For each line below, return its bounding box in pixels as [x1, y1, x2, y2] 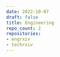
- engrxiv [6, 36, 31, 42]
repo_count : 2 [6, 25, 42, 31]
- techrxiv [6, 42, 33, 48]
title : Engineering [6, 20, 55, 26]
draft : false [6, 14, 39, 20]
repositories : [6, 31, 42, 37]
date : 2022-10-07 [6, 8, 49, 15]
